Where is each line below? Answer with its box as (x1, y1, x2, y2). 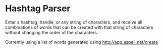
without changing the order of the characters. (5, 29, 98, 35)
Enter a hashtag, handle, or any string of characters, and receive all (5, 19, 143, 25)
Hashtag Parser (5, 3, 71, 14)
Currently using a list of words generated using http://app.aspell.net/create (5, 39, 158, 45)
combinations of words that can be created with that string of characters (5, 24, 154, 30)
